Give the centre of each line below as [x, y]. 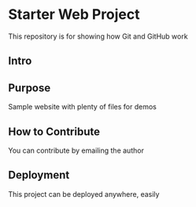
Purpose [30, 88]
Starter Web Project [74, 15]
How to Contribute [54, 131]
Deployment [39, 175]
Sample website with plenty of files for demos [83, 107]
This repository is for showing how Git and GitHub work [98, 36]
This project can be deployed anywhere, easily [84, 194]
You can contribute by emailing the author [76, 150]
